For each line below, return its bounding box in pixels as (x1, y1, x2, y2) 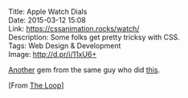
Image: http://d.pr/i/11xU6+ (8, 50, 97, 59)
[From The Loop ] (8, 80, 64, 90)
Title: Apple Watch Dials (8, 7, 88, 16)
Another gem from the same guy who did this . (8, 65, 161, 75)
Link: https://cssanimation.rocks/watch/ (8, 24, 140, 33)
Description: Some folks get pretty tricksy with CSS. (8, 32, 181, 42)
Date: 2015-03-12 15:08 (8, 15, 86, 25)
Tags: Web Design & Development (8, 41, 121, 51)
